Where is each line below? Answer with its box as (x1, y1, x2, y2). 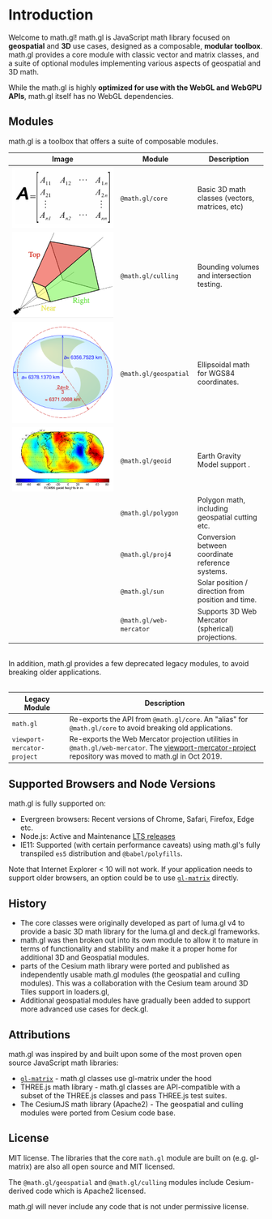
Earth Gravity (197, 451, 241, 460)
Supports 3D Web (197, 606, 257, 616)
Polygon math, (197, 494, 245, 504)
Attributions (8, 1028, 71, 1041)
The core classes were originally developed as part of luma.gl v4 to (19, 918, 245, 928)
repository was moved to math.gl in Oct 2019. (69, 751, 223, 761)
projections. (197, 632, 237, 642)
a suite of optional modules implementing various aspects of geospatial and (8, 58, 261, 68)
